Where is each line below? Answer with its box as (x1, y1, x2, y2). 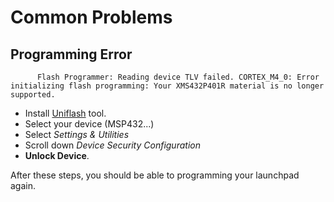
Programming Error (10, 46, 133, 63)
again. (10, 180, 37, 191)
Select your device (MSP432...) (24, 118, 155, 130)
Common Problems (10, 6, 173, 29)
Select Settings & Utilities (24, 129, 130, 140)
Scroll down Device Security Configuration (24, 139, 201, 151)
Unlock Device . (24, 150, 90, 161)
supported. (10, 90, 56, 100)
